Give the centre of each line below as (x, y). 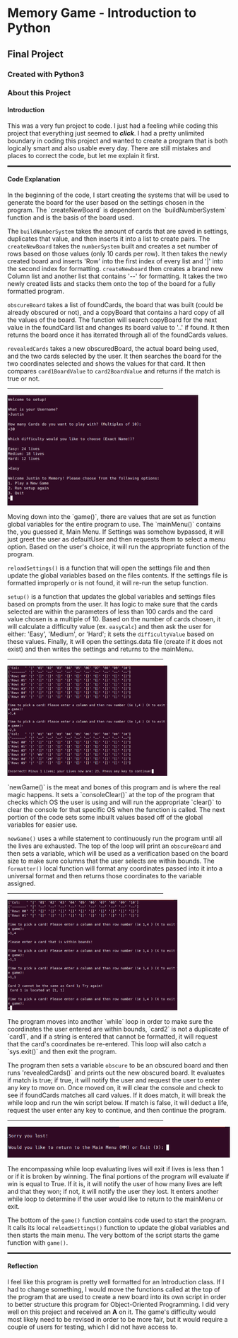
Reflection (23, 1266)
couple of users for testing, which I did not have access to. (93, 1327)
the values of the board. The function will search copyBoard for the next (112, 320)
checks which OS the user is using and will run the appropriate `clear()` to (114, 802)
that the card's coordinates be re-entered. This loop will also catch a (107, 1044)
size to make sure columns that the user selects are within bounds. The (111, 861)
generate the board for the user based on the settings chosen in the (106, 202)
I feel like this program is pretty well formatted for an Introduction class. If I (116, 1282)
